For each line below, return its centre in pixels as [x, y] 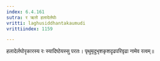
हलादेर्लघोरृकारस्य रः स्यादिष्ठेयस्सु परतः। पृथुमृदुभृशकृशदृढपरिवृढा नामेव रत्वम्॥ [80, 51]
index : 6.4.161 [26, 12]
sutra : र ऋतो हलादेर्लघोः [31, 18]
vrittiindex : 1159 [30, 29]
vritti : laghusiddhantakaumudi [46, 23]
